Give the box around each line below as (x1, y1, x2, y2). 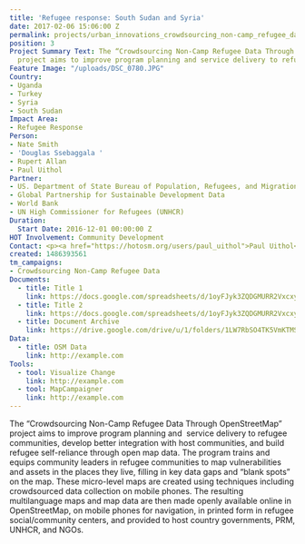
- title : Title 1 (17, 283, 84, 292)
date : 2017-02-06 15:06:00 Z (9, 22, 120, 31)
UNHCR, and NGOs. (9, 524, 84, 535)
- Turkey (9, 89, 43, 98)
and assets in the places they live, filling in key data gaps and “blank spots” (9, 467, 290, 477)
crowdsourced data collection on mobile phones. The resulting (9, 486, 243, 496)
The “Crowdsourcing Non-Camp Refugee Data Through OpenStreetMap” (9, 419, 283, 429)
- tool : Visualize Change (17, 368, 116, 377)
